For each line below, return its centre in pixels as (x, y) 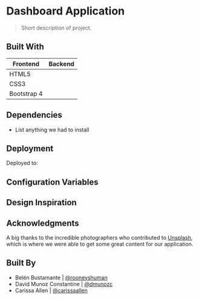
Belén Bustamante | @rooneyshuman (61, 277)
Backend (61, 63)
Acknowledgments (43, 223)
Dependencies (34, 115)
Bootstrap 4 (26, 94)
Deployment (30, 148)
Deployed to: (22, 163)
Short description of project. (56, 28)
